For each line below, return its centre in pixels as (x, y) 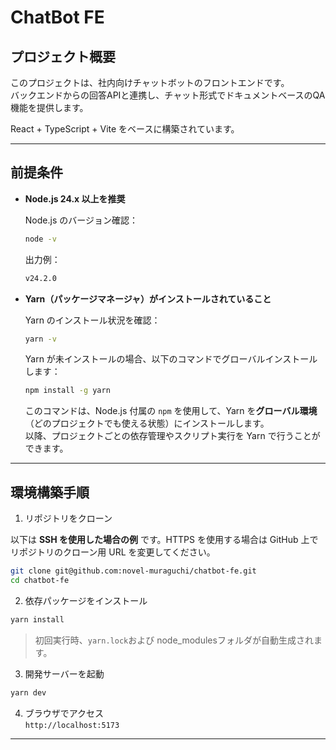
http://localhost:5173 (72, 725)
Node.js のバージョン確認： (81, 220)
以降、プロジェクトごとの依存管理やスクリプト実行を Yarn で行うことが (172, 436)
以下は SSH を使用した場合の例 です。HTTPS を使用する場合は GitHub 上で (164, 540)
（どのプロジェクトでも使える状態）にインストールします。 (147, 423)
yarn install (37, 619)
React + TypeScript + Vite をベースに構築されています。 (125, 129)
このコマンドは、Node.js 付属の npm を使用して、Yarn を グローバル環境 (171, 411)
